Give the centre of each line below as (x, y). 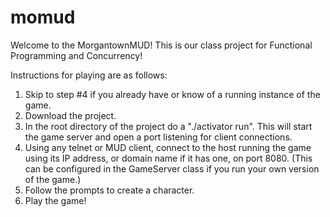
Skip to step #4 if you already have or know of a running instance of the (172, 94)
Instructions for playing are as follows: (89, 75)
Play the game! (55, 200)
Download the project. (70, 115)
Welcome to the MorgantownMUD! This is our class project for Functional (161, 45)
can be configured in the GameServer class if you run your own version (172, 168)
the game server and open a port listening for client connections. (158, 137)
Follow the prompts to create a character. (109, 190)
